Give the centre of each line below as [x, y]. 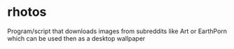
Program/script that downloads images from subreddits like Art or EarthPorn [117, 31]
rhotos [27, 12]
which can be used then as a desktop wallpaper [76, 38]
